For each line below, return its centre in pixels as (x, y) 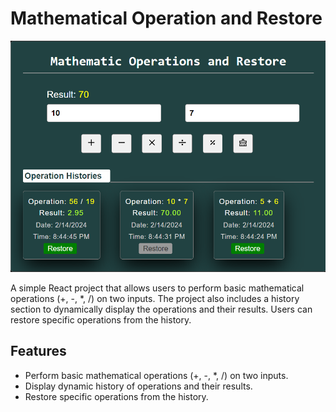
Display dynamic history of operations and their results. (138, 386)
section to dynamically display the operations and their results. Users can (161, 309)
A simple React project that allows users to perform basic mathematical (157, 288)
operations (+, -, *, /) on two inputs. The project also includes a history (155, 299)
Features (38, 351)
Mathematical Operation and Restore (166, 18)
